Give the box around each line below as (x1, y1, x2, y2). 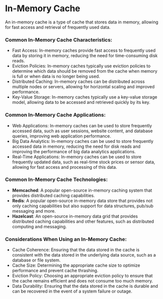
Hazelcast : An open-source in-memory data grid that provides (12, 213, 138, 219)
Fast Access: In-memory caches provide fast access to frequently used (12, 47, 156, 54)
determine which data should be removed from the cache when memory (12, 68, 158, 74)
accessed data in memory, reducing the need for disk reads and (12, 143, 141, 149)
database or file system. (12, 257, 61, 263)
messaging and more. (12, 208, 56, 214)
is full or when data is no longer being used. (12, 74, 100, 80)
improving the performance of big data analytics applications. (12, 148, 136, 154)
